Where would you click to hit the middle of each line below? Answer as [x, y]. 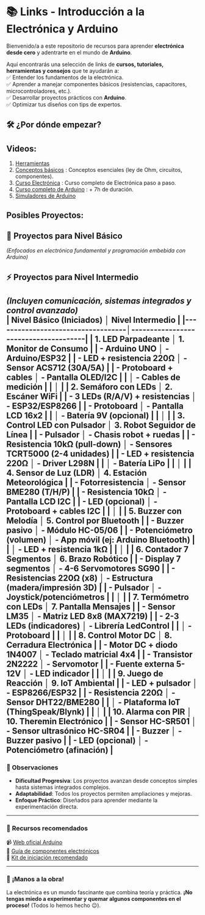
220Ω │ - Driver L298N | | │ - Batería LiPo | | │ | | [99, 463]
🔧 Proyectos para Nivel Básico [65, 236]
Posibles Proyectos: [45, 215]
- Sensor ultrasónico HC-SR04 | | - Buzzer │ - [94, 731]
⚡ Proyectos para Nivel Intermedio [73, 277]
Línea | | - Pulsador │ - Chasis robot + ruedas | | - [101, 435]
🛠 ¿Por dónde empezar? [54, 125]
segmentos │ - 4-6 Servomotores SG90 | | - [91, 569]
